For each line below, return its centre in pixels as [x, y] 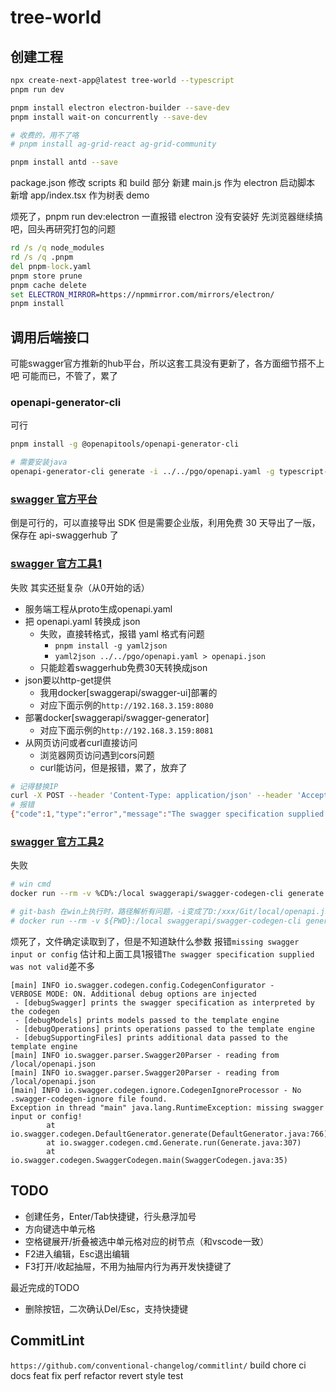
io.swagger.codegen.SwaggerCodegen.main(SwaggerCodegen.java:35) [149, 1160]
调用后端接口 [50, 337]
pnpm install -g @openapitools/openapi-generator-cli [125, 444]
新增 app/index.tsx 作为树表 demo [80, 195]
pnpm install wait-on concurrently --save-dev [109, 117]
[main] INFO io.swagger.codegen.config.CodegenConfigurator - [142, 985]
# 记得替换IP [34, 786]
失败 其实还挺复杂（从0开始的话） [80, 587]
